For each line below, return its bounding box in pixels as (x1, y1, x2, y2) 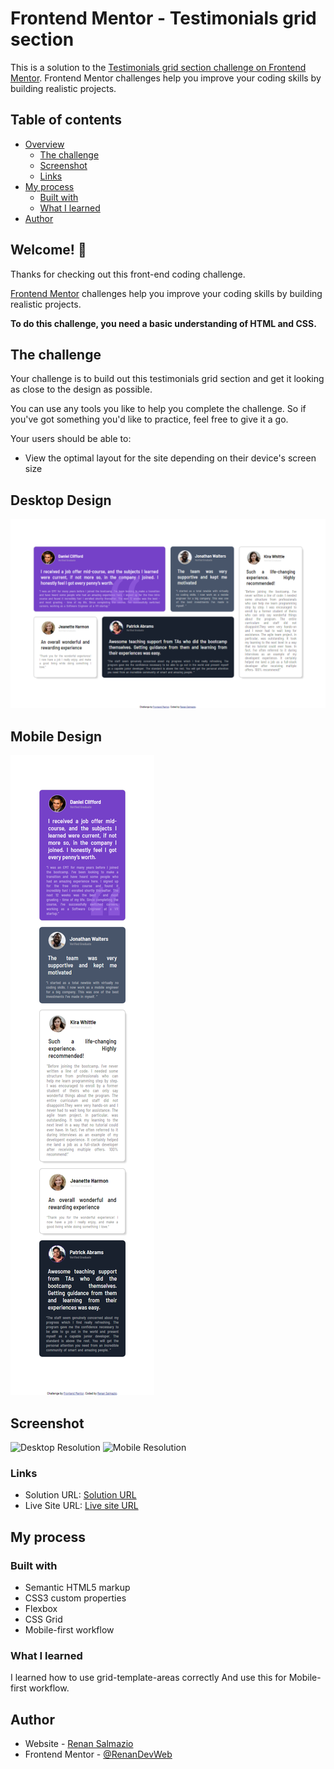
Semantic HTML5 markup (24, 1581, 131, 1593)
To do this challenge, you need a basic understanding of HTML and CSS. (10, 317, 317, 329)
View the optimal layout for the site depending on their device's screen (24, 452, 317, 464)
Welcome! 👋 (10, 242, 87, 259)
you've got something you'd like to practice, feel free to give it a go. (10, 413, 289, 426)
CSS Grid (24, 1613, 63, 1625)
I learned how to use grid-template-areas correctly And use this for (10, 1672, 287, 1684)
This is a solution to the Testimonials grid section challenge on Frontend (10, 61, 307, 73)
